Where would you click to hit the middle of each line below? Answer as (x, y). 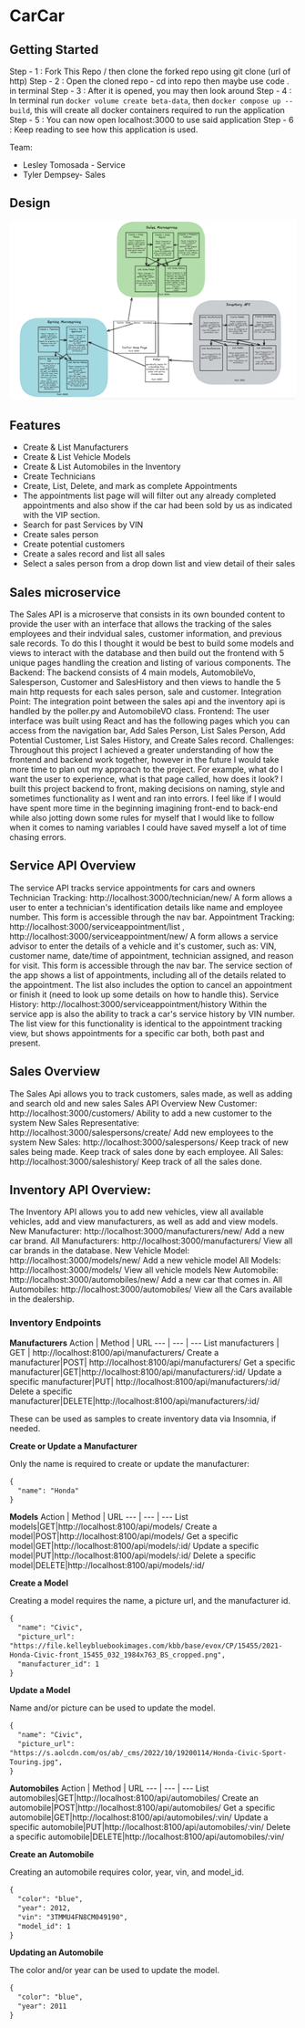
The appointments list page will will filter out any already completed (149, 496)
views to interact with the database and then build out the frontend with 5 (147, 652)
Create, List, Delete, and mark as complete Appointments (130, 486)
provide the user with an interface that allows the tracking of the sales (141, 624)
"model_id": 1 (44, 1926)
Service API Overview (73, 866)
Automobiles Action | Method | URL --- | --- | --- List (109, 1788)
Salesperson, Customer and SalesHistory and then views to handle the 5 (145, 681)
